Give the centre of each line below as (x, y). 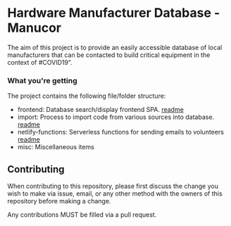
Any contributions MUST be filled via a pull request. (82, 215)
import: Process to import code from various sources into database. (116, 117)
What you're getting (42, 80)
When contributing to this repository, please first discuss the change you (113, 186)
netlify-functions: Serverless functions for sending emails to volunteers (120, 132)
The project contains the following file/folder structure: (87, 96)
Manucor (35, 28)
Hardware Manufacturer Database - (114, 13)
